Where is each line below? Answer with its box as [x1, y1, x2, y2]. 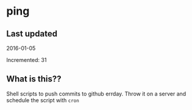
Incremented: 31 [6, 57, 47, 63]
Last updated [6, 29, 58, 39]
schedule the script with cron [6, 96, 79, 104]
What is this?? [6, 74, 62, 84]
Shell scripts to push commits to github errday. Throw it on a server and [6, 90, 187, 97]
